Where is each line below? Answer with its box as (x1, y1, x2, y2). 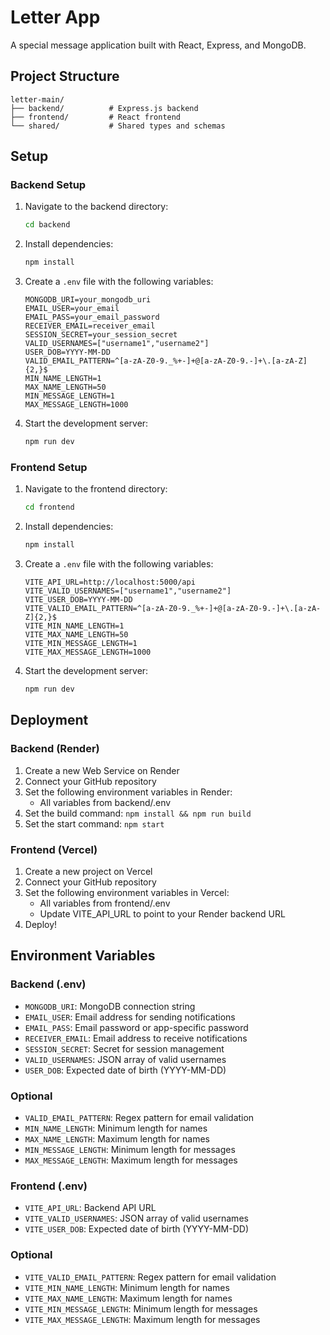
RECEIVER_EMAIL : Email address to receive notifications (24, 1032, 248, 1044)
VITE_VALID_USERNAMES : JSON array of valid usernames (24, 1212, 249, 1225)
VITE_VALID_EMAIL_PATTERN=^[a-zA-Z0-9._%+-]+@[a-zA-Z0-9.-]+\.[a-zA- (24, 604, 322, 614)
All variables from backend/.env (39, 796, 172, 808)
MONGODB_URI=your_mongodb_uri (24, 295, 152, 305)
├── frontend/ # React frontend (10, 112, 182, 122)
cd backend (24, 220, 71, 230)
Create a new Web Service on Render (24, 764, 180, 776)
